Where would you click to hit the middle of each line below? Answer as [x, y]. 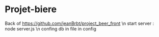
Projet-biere [31, 9]
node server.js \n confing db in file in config [50, 28]
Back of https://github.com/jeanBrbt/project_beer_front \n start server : [79, 23]
